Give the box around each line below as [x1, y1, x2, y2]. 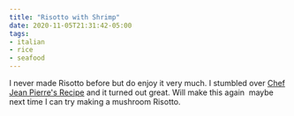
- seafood [9, 54, 46, 62]
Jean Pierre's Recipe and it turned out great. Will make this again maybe [9, 87, 274, 98]
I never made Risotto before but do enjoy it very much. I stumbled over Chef [9, 78, 285, 88]
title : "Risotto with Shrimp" [9, 12, 121, 22]
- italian [9, 37, 46, 47]
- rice [9, 46, 34, 54]
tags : [9, 29, 29, 38]
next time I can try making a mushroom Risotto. [9, 97, 181, 106]
